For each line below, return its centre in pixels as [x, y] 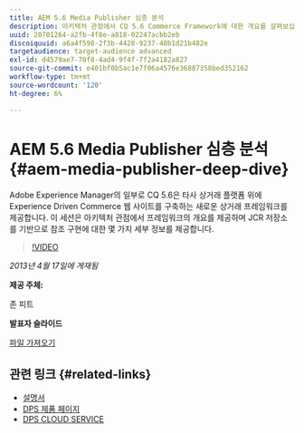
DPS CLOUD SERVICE [63, 419]
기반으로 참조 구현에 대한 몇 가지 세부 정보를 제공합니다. [116, 229]
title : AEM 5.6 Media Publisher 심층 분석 [87, 18]
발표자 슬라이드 [36, 323]
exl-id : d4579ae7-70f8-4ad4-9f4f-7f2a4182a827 [99, 60]
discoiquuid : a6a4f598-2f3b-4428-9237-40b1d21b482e [109, 43]
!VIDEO [45, 247]
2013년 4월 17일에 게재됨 [54, 266]
